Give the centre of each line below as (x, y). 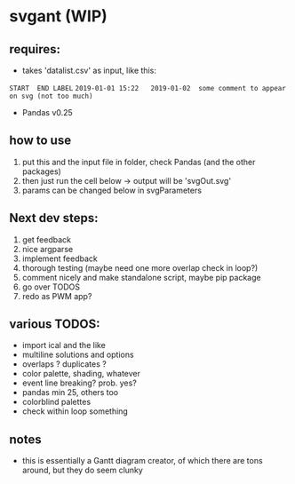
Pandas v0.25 (47, 112)
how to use (40, 141)
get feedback (46, 239)
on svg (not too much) (51, 96)
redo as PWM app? (57, 296)
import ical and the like (64, 345)
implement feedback (60, 258)
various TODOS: (55, 325)
